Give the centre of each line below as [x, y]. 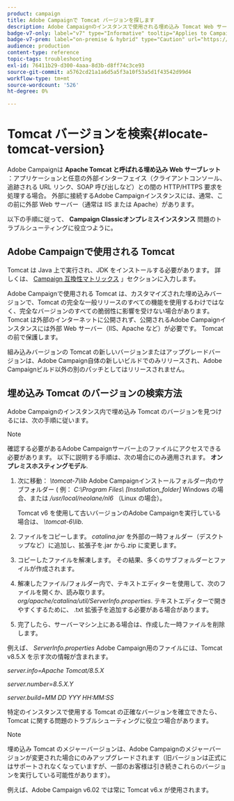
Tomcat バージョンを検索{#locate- [108, 134]
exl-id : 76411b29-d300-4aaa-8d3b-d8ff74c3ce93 [76, 65]
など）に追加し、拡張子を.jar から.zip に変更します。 [105, 545]
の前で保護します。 [34, 337]
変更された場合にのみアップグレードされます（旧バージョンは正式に [129, 757]
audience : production [39, 46]
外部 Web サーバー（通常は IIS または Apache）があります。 [112, 204]
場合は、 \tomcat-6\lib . [50, 521]
